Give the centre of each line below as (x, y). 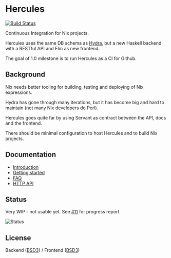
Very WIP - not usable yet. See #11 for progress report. (63, 212)
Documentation (31, 155)
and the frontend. (24, 123)
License (18, 238)
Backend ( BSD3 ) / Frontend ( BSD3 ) (43, 250)
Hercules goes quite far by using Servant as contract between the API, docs (86, 117)
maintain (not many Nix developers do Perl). (52, 108)
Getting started (29, 172)
